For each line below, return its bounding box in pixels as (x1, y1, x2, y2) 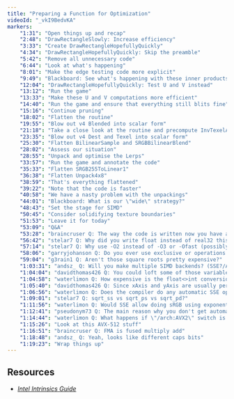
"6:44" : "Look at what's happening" (19, 62, 127, 69)
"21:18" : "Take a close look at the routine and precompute (19, 127, 198, 134)
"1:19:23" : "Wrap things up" (19, 341, 104, 347)
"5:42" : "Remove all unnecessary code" (19, 56, 136, 63)
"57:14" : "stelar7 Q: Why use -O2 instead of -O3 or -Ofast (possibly (19, 243, 229, 251)
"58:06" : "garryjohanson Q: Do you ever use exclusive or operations (19, 250, 226, 257)
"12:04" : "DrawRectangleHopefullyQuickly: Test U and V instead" (19, 81, 214, 88)
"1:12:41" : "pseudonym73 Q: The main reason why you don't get (19, 308, 208, 315)
